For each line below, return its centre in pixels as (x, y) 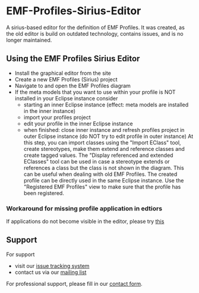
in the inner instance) (50, 111)
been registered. (44, 193)
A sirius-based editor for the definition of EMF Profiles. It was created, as (96, 27)
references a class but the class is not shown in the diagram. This (104, 168)
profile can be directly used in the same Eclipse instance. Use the (104, 180)
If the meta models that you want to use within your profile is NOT (95, 92)
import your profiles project (57, 117)
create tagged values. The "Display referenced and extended (98, 155)
